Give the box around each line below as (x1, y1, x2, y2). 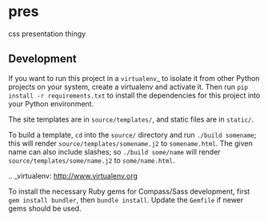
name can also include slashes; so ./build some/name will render (8, 147, 222, 156)
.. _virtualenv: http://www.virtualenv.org (8, 171, 138, 180)
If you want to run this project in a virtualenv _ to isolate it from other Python (8, 73, 260, 82)
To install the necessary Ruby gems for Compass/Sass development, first (8, 187, 250, 196)
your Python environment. (8, 98, 94, 108)
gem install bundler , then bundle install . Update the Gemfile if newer (8, 195, 244, 204)
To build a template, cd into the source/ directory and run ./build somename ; (8, 130, 257, 139)
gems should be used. (8, 203, 82, 213)
